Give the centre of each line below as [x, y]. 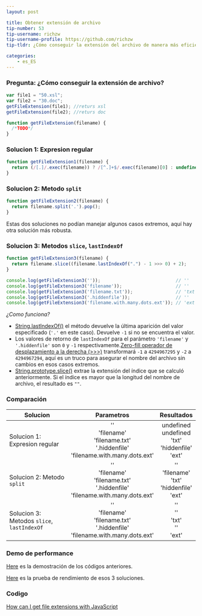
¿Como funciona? [28, 315]
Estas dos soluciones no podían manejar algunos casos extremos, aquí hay [99, 224]
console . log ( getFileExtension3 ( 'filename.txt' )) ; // [94, 292]
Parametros [112, 415]
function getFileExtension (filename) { [56, 123]
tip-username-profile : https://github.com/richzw [70, 40]
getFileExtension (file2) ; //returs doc [56, 112]
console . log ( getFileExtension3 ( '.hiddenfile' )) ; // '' [98, 297]
